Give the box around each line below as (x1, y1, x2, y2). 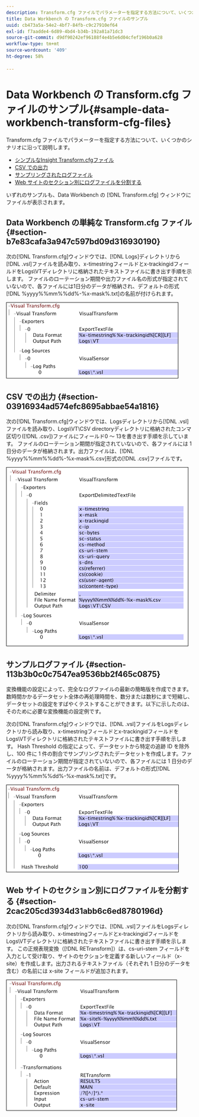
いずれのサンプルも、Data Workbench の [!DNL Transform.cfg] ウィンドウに (6, 191, 191, 198)
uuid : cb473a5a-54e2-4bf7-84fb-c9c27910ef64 (6, 22, 118, 28)
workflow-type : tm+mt (6, 41, 60, 47)
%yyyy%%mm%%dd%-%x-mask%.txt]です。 (6, 772, 120, 780)
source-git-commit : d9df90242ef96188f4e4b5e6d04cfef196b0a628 (6, 34, 163, 41)
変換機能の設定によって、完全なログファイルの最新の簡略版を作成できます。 (6, 686, 192, 692)
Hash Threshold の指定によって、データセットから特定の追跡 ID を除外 (17, 743, 190, 750)
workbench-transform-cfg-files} (6, 116, 172, 129)
